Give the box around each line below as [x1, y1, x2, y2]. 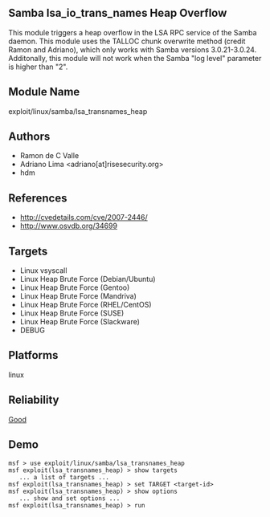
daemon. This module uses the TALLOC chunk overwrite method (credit [8, 36, 246, 46]
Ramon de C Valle [19, 151, 80, 161]
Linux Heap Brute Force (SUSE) [19, 308, 125, 318]
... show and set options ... [18, 494, 121, 503]
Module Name [8, 85, 80, 99]
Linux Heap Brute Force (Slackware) [19, 317, 141, 327]
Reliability [8, 393, 59, 407]
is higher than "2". [8, 62, 68, 71]
